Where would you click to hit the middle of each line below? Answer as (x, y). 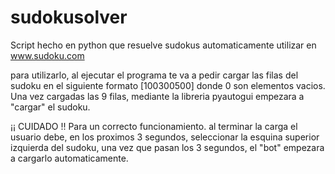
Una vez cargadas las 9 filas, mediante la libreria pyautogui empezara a (157, 96)
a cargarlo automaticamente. (69, 158)
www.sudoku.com (47, 55)
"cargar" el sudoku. (50, 107)
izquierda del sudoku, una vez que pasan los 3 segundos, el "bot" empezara (167, 147)
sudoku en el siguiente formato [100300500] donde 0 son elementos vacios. (168, 85)
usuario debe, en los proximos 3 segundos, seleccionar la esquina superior (165, 137)
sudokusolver (69, 17)
